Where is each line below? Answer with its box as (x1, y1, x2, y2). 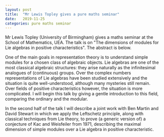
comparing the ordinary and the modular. (5, 96, 88, 102)
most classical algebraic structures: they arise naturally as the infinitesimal (5, 65, 156, 71)
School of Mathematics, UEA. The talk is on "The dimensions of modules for (5, 40, 159, 46)
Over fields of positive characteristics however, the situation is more (5, 85, 143, 91)
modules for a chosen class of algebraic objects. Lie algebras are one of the (5, 59, 159, 65)
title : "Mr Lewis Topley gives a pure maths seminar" (5, 12, 120, 17)
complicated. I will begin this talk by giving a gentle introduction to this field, (5, 91, 159, 97)
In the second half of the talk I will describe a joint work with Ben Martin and (5, 106, 159, 111)
